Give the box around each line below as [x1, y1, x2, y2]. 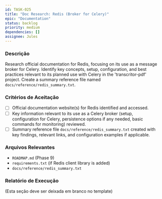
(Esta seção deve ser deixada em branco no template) [5, 188, 113, 194]
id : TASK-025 [5, 7, 31, 12]
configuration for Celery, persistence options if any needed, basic [12, 116, 144, 122]
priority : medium [5, 25, 40, 30]
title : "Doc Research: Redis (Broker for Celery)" [5, 12, 109, 17]
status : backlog [5, 20, 38, 26]
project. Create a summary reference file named [5, 77, 101, 83]
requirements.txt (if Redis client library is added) [12, 160, 110, 166]
